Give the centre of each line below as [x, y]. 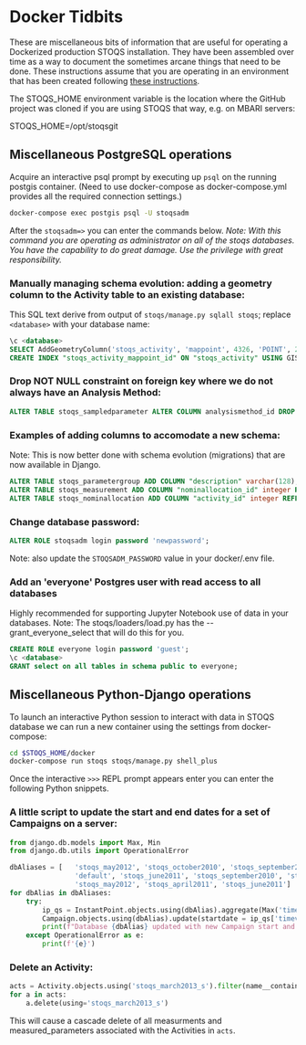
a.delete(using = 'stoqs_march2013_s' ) [97, 1003]
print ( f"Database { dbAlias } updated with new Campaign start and [169, 927]
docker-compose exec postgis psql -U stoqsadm [99, 213]
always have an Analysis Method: [85, 393]
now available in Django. [56, 465]
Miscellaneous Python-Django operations [131, 695]
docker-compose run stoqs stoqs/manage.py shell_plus [114, 761]
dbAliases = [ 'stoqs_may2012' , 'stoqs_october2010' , [117, 868]
